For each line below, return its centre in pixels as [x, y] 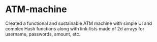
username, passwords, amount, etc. [43, 34]
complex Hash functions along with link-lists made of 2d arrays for [75, 28]
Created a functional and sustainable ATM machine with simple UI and [79, 23]
